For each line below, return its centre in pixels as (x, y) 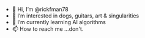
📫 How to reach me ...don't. (48, 29)
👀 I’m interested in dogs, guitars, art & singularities (76, 16)
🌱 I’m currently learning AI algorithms (59, 22)
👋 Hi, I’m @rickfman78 (40, 9)
